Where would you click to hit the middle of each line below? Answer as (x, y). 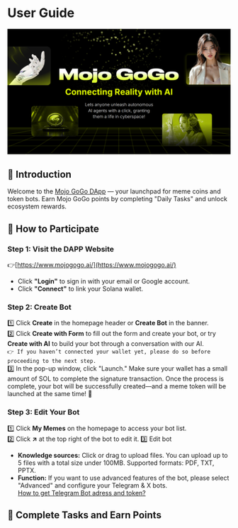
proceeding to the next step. (52, 361)
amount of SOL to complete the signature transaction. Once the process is (116, 379)
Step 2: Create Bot (40, 307)
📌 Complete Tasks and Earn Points (84, 515)
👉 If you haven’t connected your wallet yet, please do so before (109, 352)
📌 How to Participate (53, 229)
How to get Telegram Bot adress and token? (82, 493)
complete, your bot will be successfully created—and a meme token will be (117, 386)
